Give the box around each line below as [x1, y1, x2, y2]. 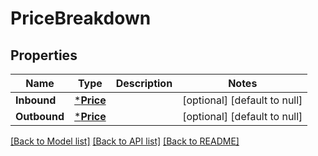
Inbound [15, 93, 57, 107]
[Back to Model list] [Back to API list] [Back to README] [10, 135, 240, 147]
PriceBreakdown [10, 7, 152, 30]
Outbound [15, 110, 65, 123]
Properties [10, 47, 78, 64]
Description [115, 77, 173, 90]
